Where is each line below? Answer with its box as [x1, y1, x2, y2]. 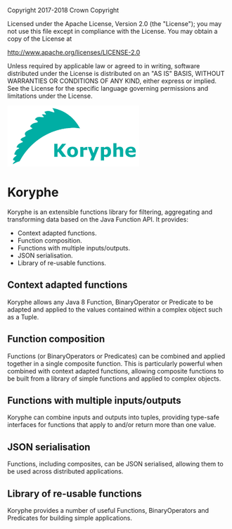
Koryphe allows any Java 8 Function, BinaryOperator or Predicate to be [7, 298, 214, 306]
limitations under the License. [7, 91, 93, 100]
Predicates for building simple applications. [7, 514, 132, 523]
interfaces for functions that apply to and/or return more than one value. [7, 421, 217, 429]
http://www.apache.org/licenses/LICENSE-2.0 [7, 49, 141, 56]
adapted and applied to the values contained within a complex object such [7, 305, 223, 314]
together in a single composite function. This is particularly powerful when [7, 359, 223, 368]
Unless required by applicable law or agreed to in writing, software [7, 62, 200, 70]
